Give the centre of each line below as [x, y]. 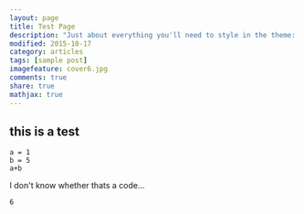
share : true [32, 86]
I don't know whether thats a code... [77, 186]
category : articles [47, 52]
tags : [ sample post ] [49, 60]
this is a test [45, 131]
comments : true [38, 78]
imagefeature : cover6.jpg [58, 70]
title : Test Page [42, 27]
